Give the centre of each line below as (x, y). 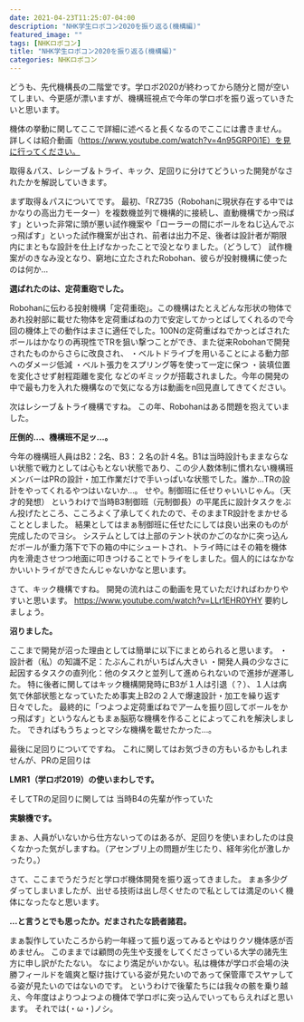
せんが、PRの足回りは (50, 760)
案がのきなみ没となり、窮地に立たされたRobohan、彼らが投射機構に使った (148, 258)
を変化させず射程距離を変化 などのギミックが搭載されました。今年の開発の (149, 376)
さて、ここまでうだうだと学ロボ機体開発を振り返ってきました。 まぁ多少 (145, 879)
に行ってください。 (45, 151)
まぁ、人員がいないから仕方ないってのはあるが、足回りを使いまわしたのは (148, 837)
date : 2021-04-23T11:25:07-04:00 (72, 18)
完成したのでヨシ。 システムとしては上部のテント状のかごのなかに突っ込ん (149, 535)
